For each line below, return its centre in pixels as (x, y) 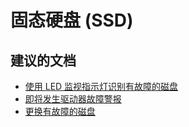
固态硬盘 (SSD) (72, 20)
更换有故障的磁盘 (60, 111)
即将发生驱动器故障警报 (73, 99)
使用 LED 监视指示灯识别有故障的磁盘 (101, 86)
